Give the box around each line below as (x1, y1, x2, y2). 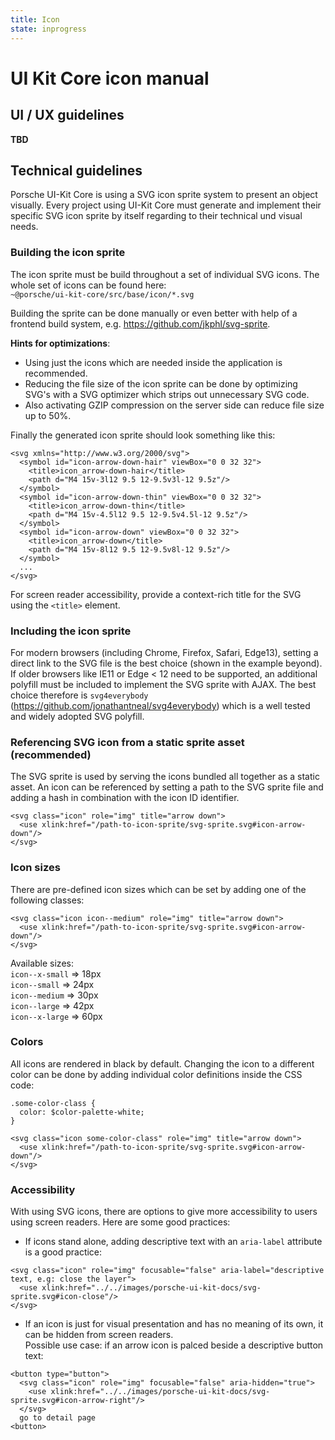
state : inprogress (10, 24, 87, 34)
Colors (10, 1035, 44, 1049)
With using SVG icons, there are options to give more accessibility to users (10, 1206, 318, 1218)
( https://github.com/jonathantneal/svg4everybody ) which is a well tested (10, 699, 311, 711)
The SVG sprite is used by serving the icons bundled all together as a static (10, 771, 320, 783)
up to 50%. (24, 409, 72, 421)
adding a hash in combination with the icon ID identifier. (10, 792, 240, 804)
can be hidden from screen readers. (24, 1329, 174, 1341)
